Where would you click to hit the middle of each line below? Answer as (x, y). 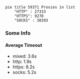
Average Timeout (24, 45)
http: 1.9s (22, 62)
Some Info (18, 33)
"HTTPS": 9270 (29, 16)
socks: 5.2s (24, 72)
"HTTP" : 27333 (30, 12)
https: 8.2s (24, 67)
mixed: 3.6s (24, 56)
